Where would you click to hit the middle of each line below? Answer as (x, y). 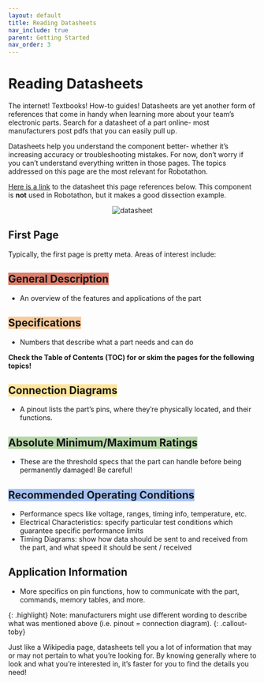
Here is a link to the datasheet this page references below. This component (130, 187)
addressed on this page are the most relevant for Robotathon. (108, 171)
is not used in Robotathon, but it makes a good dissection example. (117, 195)
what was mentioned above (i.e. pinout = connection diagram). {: (113, 623)
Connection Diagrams (63, 390)
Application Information (68, 572)
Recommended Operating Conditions (101, 495)
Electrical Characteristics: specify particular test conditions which (126, 522)
